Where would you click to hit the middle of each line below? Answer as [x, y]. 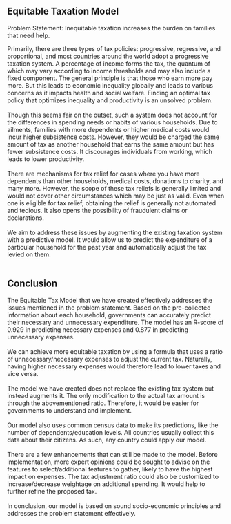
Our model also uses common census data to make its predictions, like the [113, 425]
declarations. [26, 218]
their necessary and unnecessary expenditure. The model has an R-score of [115, 322]
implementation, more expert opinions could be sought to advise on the [109, 462]
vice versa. [23, 373]
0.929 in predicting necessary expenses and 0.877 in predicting [98, 329]
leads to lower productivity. [46, 159]
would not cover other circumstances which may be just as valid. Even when [116, 196]
